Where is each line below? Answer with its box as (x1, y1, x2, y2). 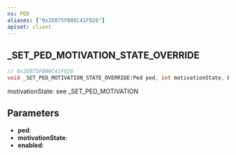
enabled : (17, 141, 44, 149)
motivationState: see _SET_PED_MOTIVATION (7, 87, 139, 95)
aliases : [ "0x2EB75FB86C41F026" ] (7, 17, 105, 24)
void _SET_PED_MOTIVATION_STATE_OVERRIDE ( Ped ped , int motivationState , (7, 74, 225, 81)
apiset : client (7, 23, 52, 30)
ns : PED (7, 10, 30, 18)
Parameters (7, 107, 60, 119)
